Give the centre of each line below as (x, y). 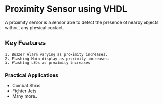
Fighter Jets (24, 91)
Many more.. (25, 96)
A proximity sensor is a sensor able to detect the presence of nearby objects (82, 22)
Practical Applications (32, 75)
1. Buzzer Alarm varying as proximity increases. (56, 54)
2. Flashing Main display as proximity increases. (57, 59)
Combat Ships (26, 86)
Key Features (26, 43)
